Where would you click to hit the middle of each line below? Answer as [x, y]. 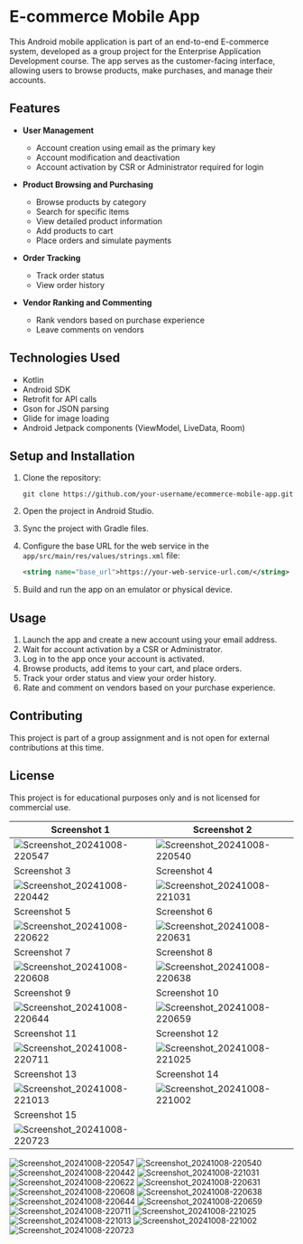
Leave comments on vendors [90, 329]
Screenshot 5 [42, 912]
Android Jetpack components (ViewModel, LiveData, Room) [133, 427]
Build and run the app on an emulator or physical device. [127, 590]
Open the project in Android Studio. [88, 511]
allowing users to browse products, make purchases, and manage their [141, 70]
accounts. [28, 80]
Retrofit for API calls [60, 398]
